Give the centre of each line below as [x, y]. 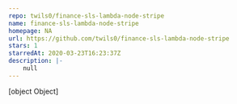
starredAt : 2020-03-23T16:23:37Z [65, 53]
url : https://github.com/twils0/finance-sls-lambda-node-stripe [119, 38]
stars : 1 [23, 46]
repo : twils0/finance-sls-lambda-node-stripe [86, 16]
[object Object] [34, 91]
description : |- [36, 61]
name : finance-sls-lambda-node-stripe [74, 23]
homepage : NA [30, 31]
